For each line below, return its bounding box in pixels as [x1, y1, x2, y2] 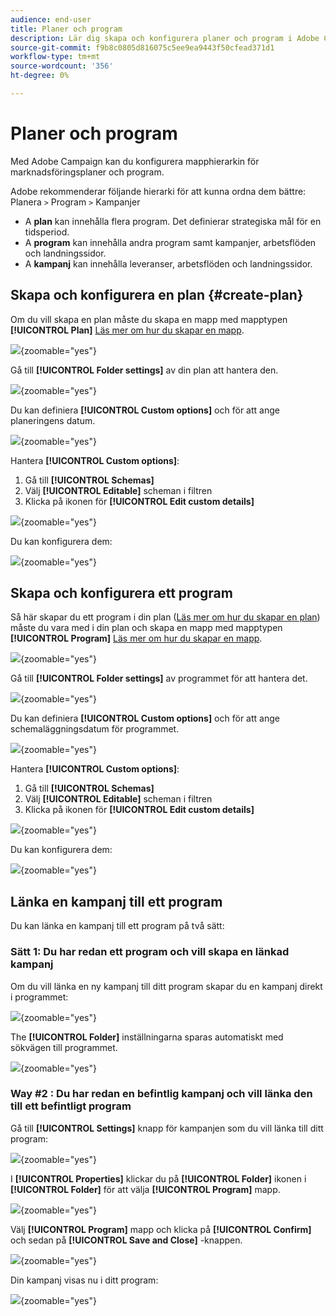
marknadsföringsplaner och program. [10, 166, 165, 178]
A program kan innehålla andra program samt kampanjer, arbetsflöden [24, 236, 317, 248]
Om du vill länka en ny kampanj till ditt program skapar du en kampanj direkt [10, 980, 323, 992]
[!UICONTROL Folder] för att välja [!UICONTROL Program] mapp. [10, 1183, 281, 1195]
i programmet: [10, 991, 69, 1003]
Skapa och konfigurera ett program [10, 585, 233, 602]
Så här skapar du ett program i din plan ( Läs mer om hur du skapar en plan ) [10, 611, 321, 623]
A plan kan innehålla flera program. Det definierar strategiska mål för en [24, 215, 322, 227]
